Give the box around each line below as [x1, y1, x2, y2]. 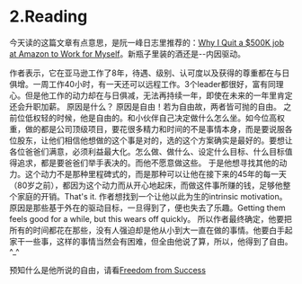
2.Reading [9, 6, 88, 27]
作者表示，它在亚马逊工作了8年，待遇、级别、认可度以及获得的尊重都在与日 [9, 67, 290, 78]
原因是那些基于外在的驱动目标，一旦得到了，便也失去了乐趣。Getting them [9, 202, 286, 213]
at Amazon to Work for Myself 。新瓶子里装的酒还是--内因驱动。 [9, 48, 245, 59]
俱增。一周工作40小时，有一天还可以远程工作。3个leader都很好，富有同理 [9, 78, 285, 89]
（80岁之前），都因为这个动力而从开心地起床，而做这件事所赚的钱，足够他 [9, 180, 283, 191]
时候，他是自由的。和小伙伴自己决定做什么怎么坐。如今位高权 [56, 112, 285, 123]
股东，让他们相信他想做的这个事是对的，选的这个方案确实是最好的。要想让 [16, 135, 293, 146]
